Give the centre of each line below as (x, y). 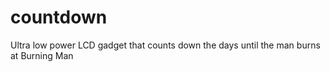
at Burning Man (42, 55)
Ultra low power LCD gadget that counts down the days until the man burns (165, 45)
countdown (59, 17)
